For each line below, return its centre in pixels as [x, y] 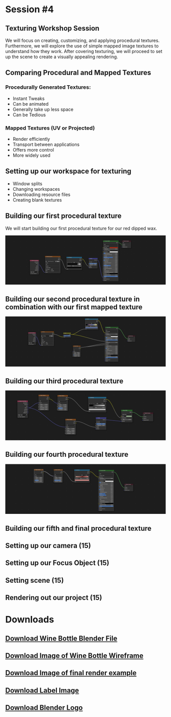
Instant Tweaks [28, 98]
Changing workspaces [36, 189]
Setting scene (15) [35, 580]
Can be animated [31, 104]
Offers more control [33, 150]
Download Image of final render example [71, 673]
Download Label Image [42, 690]
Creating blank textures [37, 200]
